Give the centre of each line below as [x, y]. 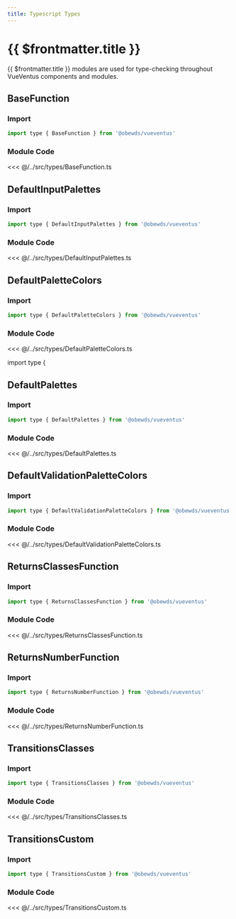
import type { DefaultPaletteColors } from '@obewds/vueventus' [104, 315]
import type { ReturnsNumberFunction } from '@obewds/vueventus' [106, 693]
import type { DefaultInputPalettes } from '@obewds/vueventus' [104, 224]
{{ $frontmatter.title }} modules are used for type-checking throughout [110, 69]
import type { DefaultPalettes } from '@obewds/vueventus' [96, 419]
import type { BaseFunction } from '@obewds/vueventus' [91, 133]
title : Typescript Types [44, 14]
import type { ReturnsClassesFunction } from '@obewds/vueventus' [107, 601]
